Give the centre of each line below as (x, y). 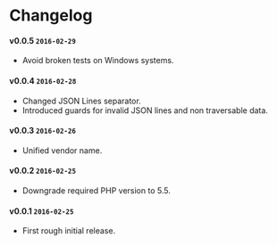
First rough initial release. (69, 231)
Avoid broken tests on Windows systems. (98, 61)
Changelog (51, 16)
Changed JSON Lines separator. (81, 101)
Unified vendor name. (62, 150)
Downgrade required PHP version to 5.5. (97, 191)
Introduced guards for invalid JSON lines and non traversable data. (145, 110)
